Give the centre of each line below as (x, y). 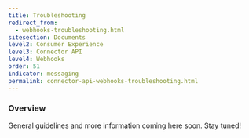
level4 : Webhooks (37, 60)
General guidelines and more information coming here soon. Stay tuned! (125, 125)
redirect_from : (33, 23)
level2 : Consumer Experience (56, 45)
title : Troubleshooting (47, 15)
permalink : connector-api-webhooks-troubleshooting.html (103, 81)
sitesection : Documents (47, 37)
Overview (27, 108)
